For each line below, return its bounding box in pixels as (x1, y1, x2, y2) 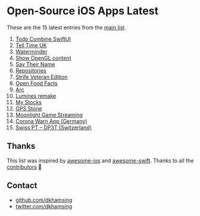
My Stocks (15, 98, 42, 105)
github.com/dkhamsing (15, 196, 73, 204)
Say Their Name (15, 61, 55, 68)
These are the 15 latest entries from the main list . (7, 24, 127, 31)
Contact (7, 180, 37, 191)
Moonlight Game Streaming (15, 111, 83, 118)
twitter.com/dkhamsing (15, 202, 73, 209)
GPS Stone (15, 105, 42, 112)
